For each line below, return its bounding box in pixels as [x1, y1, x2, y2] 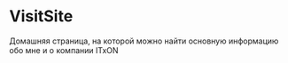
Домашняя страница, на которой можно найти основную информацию [9, 35, 279, 46]
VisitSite [9, 6, 74, 27]
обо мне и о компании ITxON [9, 44, 119, 55]
